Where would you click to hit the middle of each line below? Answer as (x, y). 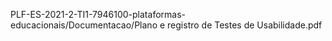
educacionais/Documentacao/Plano (84, 25)
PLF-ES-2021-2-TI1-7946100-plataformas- (98, 14)
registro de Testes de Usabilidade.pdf (245, 25)
